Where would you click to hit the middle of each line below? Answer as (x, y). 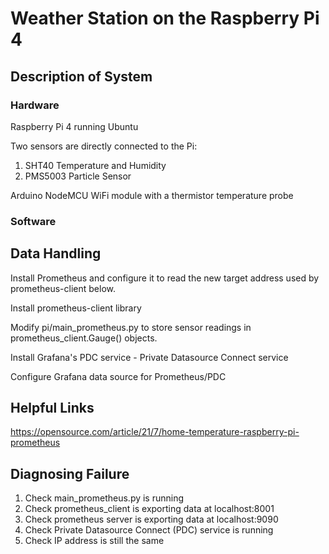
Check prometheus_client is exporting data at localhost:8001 (149, 509)
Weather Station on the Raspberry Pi (165, 18)
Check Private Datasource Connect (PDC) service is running (149, 530)
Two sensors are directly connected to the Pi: (104, 146)
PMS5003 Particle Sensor (78, 176)
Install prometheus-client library (76, 308)
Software (33, 221)
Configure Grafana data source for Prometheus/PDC (118, 376)
